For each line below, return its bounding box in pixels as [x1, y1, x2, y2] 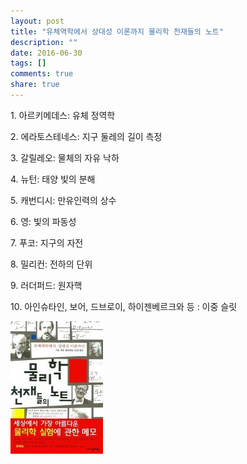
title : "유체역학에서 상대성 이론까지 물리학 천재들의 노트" [10, 26, 224, 37]
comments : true [10, 69, 74, 79]
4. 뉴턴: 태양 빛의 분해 [10, 173, 96, 185]
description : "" [10, 37, 78, 47]
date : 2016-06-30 [10, 48, 83, 58]
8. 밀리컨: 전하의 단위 [10, 258, 93, 270]
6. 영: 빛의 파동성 [10, 215, 77, 227]
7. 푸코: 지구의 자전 [10, 236, 84, 249]
